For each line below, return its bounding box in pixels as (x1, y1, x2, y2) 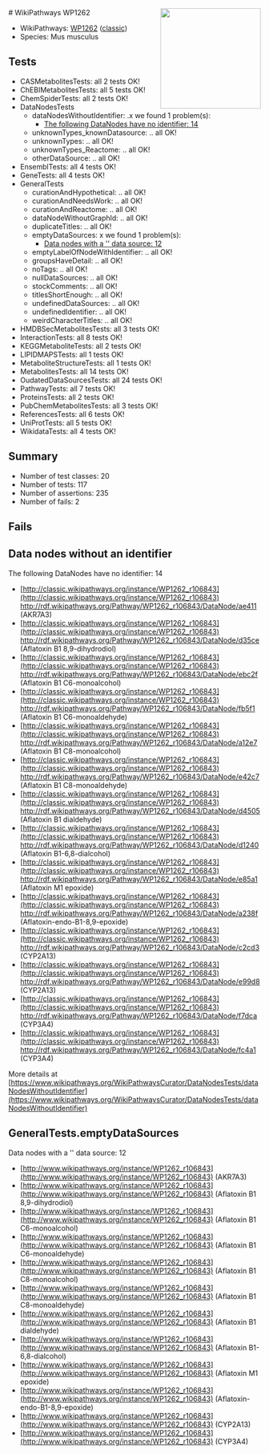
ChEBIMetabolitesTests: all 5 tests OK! (19, 84, 146, 95)
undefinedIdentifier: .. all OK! (31, 307, 126, 317)
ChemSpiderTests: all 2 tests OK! (19, 93, 129, 103)
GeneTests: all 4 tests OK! (19, 170, 106, 180)
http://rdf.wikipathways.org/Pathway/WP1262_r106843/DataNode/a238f (19, 908, 259, 918)
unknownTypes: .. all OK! (31, 136, 114, 145)
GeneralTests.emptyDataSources (8, 1126, 179, 1140)
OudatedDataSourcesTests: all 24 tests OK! (19, 375, 163, 385)
